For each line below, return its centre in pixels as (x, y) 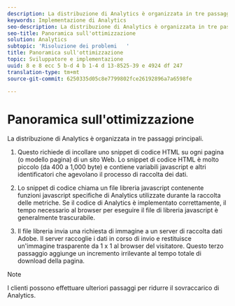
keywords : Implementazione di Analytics (67, 20)
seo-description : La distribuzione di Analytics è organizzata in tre (112, 27)
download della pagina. (51, 261)
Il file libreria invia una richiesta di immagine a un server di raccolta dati (120, 231)
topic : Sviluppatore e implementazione (65, 59)
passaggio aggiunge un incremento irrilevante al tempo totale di (109, 254)
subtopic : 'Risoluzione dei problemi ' (69, 46)
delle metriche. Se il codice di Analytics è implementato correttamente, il (122, 203)
